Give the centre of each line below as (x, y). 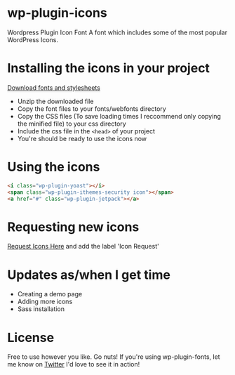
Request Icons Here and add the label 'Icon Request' (83, 246)
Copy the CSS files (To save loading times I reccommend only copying (119, 116)
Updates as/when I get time (89, 275)
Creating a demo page (50, 294)
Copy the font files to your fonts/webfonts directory (92, 108)
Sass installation (41, 309)
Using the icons (54, 167)
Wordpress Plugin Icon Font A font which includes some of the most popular (117, 32)
